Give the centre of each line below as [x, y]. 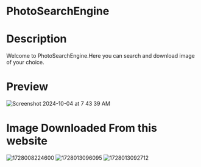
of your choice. [25, 63]
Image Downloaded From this [82, 128]
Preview [27, 87]
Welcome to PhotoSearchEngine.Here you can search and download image [100, 56]
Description [37, 39]
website [27, 141]
